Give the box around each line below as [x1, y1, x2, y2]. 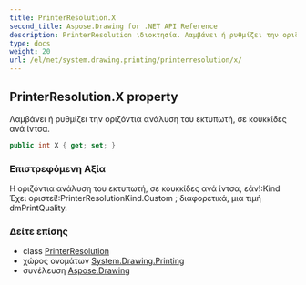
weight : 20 [9, 47, 51, 56]
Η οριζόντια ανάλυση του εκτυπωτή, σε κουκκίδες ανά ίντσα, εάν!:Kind [9, 183, 280, 194]
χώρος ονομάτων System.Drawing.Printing [22, 256, 185, 267]
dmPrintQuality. [9, 202, 68, 213]
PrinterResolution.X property [9, 89, 178, 105]
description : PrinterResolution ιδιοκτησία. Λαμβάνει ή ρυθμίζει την [9, 30, 280, 39]
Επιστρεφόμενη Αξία [9, 162, 107, 175]
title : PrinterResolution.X [9, 13, 117, 23]
